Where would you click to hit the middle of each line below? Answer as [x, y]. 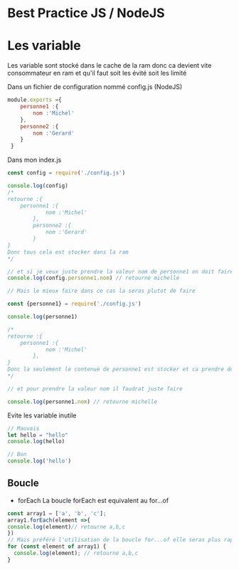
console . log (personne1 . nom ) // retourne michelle [83, 401]
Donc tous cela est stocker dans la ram [68, 252]
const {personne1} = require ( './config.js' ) [74, 304]
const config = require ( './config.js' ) [67, 173]
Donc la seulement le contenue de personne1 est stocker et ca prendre [116, 369]
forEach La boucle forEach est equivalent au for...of [93, 500]
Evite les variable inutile [42, 415]
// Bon [17, 455]
